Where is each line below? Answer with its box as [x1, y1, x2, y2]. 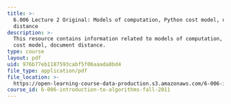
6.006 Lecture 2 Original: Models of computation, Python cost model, [13, 16, 220, 23]
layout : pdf [7, 55, 41, 62]
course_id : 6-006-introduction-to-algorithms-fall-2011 [7, 86, 170, 93]
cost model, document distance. [13, 42, 107, 49]
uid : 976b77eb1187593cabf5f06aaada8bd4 [7, 61, 122, 68]
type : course [7, 49, 45, 55]
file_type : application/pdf [7, 67, 88, 74]
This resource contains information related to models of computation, [13, 36, 223, 42]
